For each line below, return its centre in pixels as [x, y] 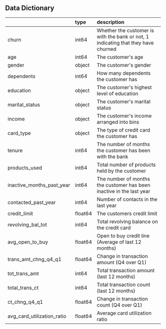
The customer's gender [124, 65]
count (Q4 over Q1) [119, 305]
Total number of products [126, 164]
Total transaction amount [125, 270]
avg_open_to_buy [28, 242]
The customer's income [124, 116]
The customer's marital [124, 101]
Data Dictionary [30, 8]
